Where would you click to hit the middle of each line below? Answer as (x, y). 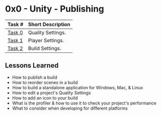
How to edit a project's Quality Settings (51, 93)
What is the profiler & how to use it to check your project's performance (84, 103)
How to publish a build (35, 77)
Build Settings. (45, 48)
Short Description (49, 24)
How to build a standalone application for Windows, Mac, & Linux (77, 87)
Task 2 (15, 48)
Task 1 (15, 40)
